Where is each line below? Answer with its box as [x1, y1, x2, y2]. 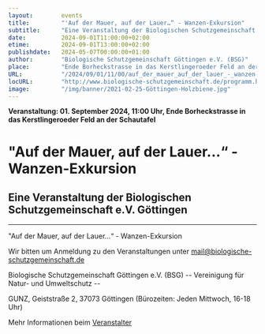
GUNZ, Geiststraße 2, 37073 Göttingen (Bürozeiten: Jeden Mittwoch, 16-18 [8, 294, 251, 304]
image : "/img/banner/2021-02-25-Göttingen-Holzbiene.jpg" [8, 84, 231, 93]
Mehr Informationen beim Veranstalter [8, 317, 132, 328]
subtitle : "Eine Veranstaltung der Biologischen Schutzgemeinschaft [8, 26, 256, 34]
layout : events [8, 11, 83, 20]
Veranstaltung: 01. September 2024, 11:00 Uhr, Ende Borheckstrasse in [8, 107, 246, 116]
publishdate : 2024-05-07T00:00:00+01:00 [8, 48, 150, 56]
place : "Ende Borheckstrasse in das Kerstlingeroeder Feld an [8, 63, 245, 71]
